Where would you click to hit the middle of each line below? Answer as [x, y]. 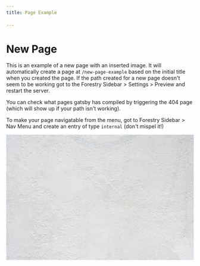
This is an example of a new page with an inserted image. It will [84, 65]
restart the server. [28, 91]
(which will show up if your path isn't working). [63, 109]
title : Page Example [32, 12]
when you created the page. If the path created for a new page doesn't [93, 78]
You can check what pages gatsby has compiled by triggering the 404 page [99, 102]
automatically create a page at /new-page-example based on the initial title [96, 72]
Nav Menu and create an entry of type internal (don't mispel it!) [85, 126]
